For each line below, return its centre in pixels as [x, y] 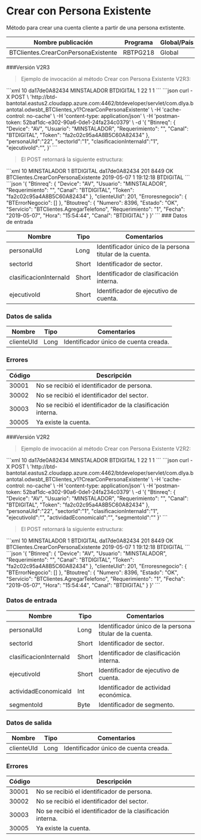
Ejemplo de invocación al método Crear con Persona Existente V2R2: [106, 448]
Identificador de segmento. [136, 705]
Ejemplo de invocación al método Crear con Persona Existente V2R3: [106, 78]
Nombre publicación [63, 42]
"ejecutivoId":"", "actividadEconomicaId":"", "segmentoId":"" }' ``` [87, 517]
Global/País [177, 42]
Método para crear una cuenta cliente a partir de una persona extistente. [96, 28]
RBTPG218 [138, 52]
